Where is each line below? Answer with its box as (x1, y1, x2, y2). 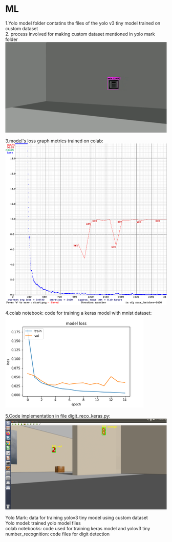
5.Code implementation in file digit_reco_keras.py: (5, 413, 111, 419)
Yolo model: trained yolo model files (5, 520, 81, 526)
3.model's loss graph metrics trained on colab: (5, 138, 103, 144)
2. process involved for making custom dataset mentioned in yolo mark (5, 31, 155, 37)
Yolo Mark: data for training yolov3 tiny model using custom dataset (5, 514, 148, 521)
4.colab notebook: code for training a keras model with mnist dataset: (5, 310, 152, 316)
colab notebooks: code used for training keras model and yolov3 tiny (5, 525, 150, 531)
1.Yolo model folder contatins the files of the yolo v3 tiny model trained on (5, 20, 161, 26)
